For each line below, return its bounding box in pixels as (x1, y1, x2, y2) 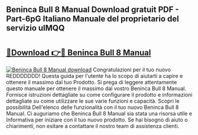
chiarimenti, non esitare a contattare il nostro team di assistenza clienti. (6, 123, 180, 129)
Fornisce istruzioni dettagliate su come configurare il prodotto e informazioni (6, 91, 193, 98)
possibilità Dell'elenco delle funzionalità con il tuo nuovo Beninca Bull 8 (6, 104, 179, 111)
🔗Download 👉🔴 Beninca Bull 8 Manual (6, 47, 151, 58)
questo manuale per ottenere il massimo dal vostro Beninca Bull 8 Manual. (6, 85, 187, 92)
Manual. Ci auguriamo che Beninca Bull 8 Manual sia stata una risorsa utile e (6, 110, 192, 117)
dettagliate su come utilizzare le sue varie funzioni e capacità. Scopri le (6, 97, 180, 104)
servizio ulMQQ (6, 23, 65, 33)
